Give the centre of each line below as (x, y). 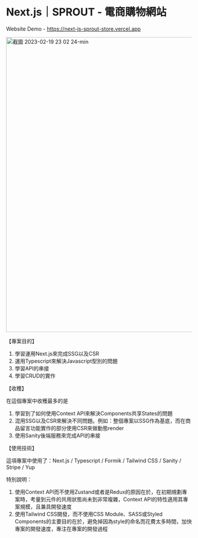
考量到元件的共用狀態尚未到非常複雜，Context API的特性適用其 (107, 499)
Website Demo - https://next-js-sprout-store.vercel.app (74, 29)
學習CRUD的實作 (35, 376)
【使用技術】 (22, 448)
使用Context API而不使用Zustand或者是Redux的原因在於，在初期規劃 (98, 492)
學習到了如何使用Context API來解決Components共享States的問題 (93, 413)
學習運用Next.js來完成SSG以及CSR (57, 353)
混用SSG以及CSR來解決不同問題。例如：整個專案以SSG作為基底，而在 (100, 421)
